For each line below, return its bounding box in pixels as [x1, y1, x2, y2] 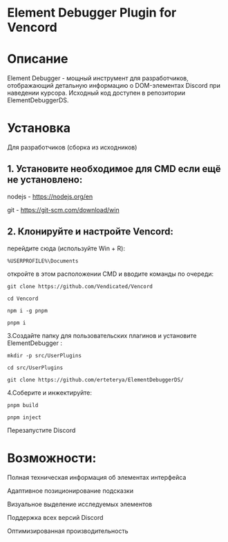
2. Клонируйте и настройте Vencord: [7, 226, 174, 238]
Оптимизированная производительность [7, 527, 129, 535]
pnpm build [7, 402, 39, 409]
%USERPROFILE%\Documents [7, 257, 79, 264]
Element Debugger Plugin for [7, 5, 177, 21]
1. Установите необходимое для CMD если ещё [7, 163, 221, 175]
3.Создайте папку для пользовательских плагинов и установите [7, 331, 197, 339]
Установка [7, 120, 71, 136]
